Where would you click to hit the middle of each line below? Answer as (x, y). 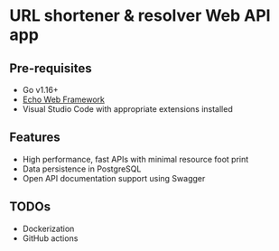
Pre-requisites (51, 68)
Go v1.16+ (40, 90)
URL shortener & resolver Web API (140, 16)
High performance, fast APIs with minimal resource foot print (135, 159)
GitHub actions (50, 238)
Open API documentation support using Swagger (114, 178)
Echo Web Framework (64, 99)
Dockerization (48, 228)
